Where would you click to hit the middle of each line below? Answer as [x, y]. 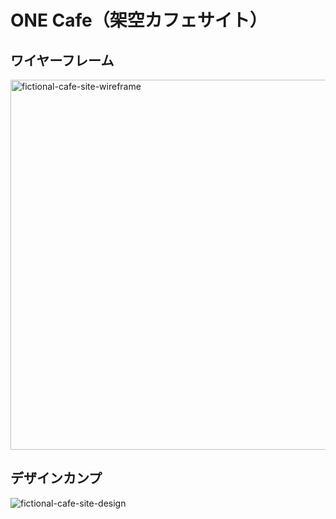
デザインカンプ [56, 478]
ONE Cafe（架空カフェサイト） [139, 20]
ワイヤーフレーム [62, 60]
